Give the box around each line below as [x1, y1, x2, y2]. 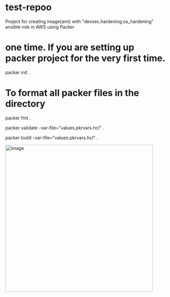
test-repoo [5, 2, 52, 13]
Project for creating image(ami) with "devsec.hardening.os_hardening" [5, 18, 154, 24]
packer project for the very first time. [5, 52, 166, 64]
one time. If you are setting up [5, 42, 134, 53]
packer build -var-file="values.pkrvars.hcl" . [5, 134, 98, 141]
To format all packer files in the [5, 87, 139, 99]
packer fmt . [5, 115, 31, 121]
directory [5, 98, 45, 110]
